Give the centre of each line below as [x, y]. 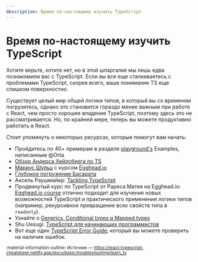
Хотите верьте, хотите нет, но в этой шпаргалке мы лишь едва [85, 70]
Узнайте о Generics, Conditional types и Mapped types [82, 218]
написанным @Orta [39, 155]
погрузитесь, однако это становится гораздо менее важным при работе [98, 107]
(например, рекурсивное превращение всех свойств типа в [91, 205]
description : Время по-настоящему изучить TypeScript [74, 12]
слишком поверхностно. [37, 89]
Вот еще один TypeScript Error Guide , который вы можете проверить [102, 230]
